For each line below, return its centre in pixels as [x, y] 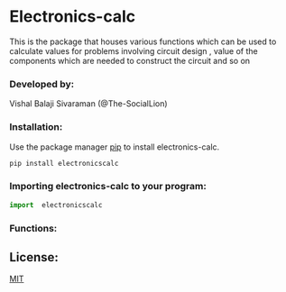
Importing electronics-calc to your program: [108, 187]
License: [34, 257]
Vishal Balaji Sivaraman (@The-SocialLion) [89, 104]
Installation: [36, 127]
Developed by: [42, 84]
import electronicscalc [56, 205]
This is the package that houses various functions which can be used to [143, 41]
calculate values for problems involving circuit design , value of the [134, 50]
